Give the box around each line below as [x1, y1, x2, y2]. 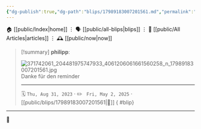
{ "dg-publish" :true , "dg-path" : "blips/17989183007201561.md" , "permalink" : [6, 8, 194, 15]
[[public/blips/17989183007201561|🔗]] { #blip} [20, 99, 135, 106]
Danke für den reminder [20, 72, 80, 79]
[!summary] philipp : [20, 48, 71, 56]
